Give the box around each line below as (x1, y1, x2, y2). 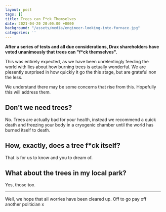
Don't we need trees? (5, 103, 73, 112)
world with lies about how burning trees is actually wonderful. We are (5, 64, 146, 70)
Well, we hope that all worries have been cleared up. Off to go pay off (5, 196, 147, 202)
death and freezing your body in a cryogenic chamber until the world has (5, 122, 154, 127)
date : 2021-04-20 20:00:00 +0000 (5, 21, 74, 26)
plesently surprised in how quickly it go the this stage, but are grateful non (5, 69, 157, 75)
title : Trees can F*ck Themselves (5, 16, 77, 21)
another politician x (5, 201, 44, 208)
